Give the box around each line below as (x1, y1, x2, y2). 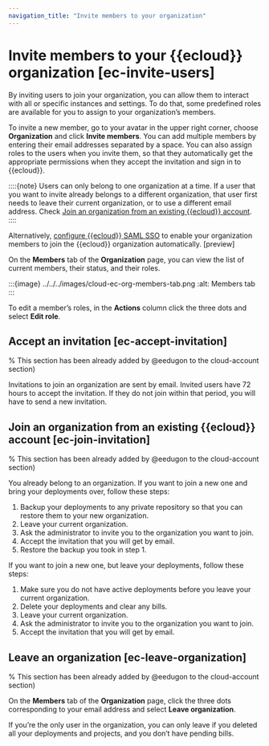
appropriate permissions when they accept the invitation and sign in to (8, 157, 242, 166)
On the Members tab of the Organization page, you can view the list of (8, 255, 245, 264)
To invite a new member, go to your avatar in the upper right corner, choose (8, 122, 259, 132)
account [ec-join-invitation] (8, 433, 151, 446)
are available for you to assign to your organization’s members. (8, 107, 216, 116)
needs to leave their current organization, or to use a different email (8, 198, 231, 207)
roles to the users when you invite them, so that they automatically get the (8, 148, 253, 157)
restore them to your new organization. (19, 511, 149, 520)
